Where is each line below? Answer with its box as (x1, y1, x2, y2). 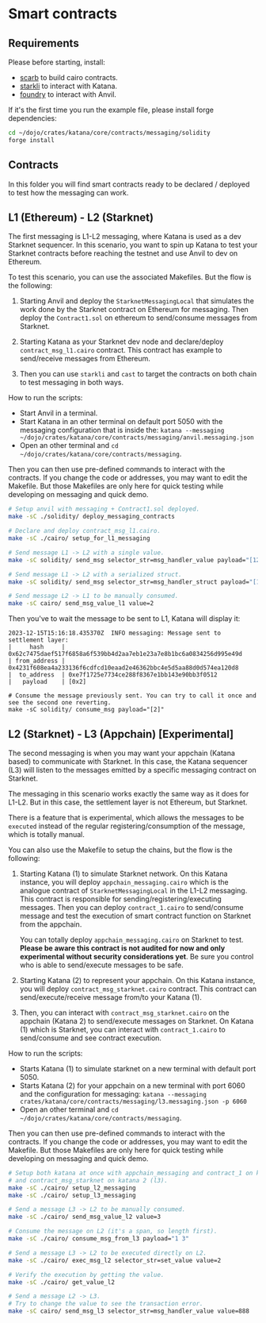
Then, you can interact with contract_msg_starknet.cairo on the (19, 1008, 230, 1017)
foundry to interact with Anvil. (19, 90, 117, 99)
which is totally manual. (8, 829, 85, 839)
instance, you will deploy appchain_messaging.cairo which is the (19, 877, 229, 886)
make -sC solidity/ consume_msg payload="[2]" (8, 706, 165, 714)
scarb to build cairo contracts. (19, 73, 119, 82)
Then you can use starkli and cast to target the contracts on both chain (19, 369, 257, 379)
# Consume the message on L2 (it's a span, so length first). (8, 1228, 218, 1236)
